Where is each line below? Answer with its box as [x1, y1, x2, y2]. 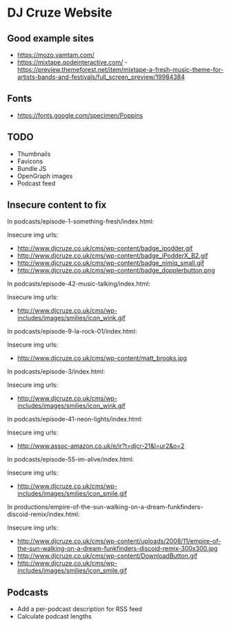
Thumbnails [17, 149, 51, 158]
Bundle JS [17, 164, 47, 172]
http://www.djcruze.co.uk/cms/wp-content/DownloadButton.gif [17, 552, 198, 560]
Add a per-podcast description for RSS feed [17, 605, 143, 613]
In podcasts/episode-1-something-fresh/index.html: [7, 217, 154, 226]
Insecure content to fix [7, 199, 107, 211]
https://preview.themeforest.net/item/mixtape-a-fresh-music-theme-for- [17, 66, 224, 73]
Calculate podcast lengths [17, 612, 92, 621]
